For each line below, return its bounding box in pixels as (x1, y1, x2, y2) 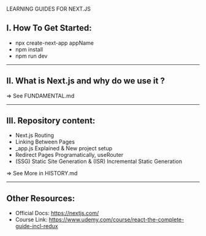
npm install (15, 45, 44, 53)
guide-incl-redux (15, 223, 58, 230)
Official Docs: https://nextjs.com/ (15, 210, 99, 217)
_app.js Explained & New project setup (15, 145, 113, 152)
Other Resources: (6, 193, 75, 204)
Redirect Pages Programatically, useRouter (15, 151, 124, 159)
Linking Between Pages (15, 138, 75, 146)
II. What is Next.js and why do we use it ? (6, 76, 166, 86)
